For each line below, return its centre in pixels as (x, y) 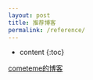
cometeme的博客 (36, 68)
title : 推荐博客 (32, 23)
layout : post (29, 15)
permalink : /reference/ (47, 30)
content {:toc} (42, 53)
